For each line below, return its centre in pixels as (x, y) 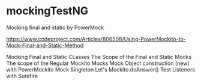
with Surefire (22, 76)
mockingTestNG (47, 11)
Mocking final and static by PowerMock (55, 27)
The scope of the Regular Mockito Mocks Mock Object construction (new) (98, 63)
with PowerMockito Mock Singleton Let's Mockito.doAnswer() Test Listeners (101, 69)
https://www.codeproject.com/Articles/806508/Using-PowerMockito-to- (96, 39)
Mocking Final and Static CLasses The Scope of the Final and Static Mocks (99, 57)
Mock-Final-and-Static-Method (45, 45)
